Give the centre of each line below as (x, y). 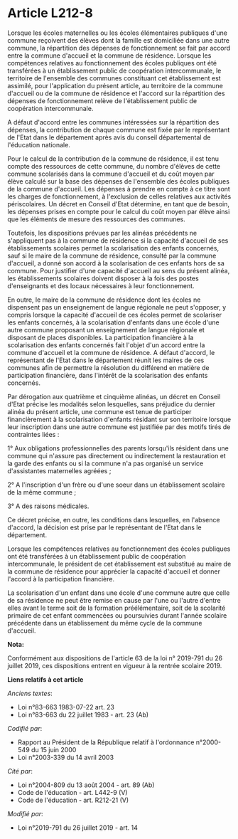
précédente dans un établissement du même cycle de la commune (105, 623)
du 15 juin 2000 (54, 749)
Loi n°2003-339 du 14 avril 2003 (66, 757)
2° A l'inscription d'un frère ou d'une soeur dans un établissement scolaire (116, 485)
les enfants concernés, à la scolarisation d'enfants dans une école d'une (114, 322)
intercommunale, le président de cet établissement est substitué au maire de (119, 564)
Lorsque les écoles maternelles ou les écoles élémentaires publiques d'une (117, 33)
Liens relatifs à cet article (45, 679)
